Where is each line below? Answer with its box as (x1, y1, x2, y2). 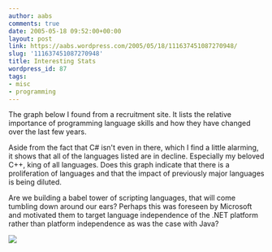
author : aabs (8, 11, 53, 20)
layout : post (8, 34, 53, 43)
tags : (8, 72, 27, 80)
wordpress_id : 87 (8, 65, 67, 73)
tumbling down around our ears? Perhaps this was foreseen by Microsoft (8, 202, 253, 211)
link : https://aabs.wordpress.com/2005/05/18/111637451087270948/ (8, 42, 238, 50)
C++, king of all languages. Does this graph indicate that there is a (8, 160, 230, 170)
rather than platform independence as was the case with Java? (8, 219, 219, 228)
